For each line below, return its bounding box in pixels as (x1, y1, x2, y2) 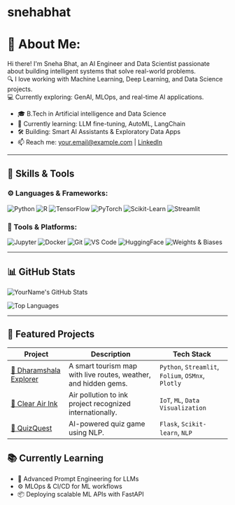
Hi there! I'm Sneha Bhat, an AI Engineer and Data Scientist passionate (7, 60, 210, 68)
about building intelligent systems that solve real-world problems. (7, 67, 196, 76)
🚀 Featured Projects (7, 328, 95, 340)
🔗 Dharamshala (10, 365, 61, 375)
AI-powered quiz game (69, 419, 145, 429)
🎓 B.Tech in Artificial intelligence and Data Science (17, 109, 166, 118)
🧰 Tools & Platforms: (7, 222, 78, 231)
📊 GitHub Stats (7, 266, 76, 278)
